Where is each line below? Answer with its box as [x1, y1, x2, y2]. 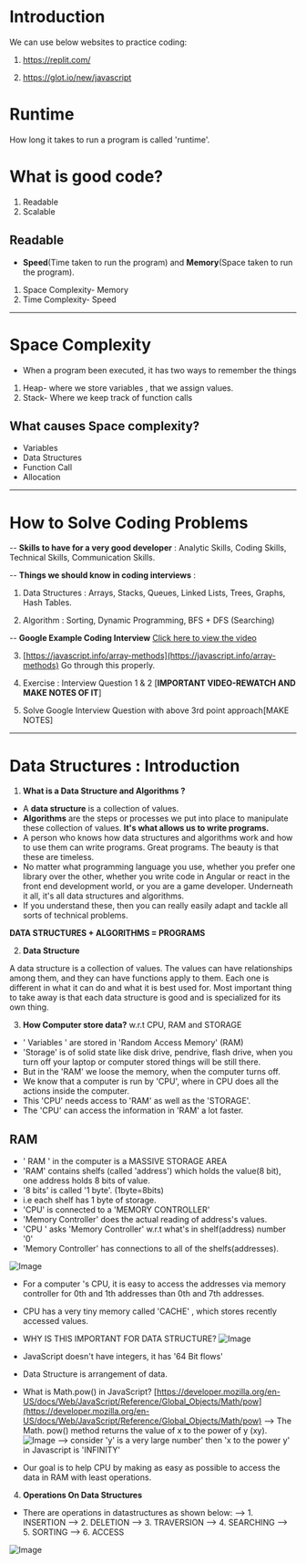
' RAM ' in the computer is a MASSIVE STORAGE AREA [22, 1156, 228, 1167]
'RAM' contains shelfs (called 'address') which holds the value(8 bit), [22, 1166, 281, 1177]
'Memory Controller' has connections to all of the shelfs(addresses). [22, 1244, 280, 1254]
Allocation [22, 472, 61, 483]
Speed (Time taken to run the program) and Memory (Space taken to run [22, 257, 293, 268]
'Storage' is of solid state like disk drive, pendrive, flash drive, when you [22, 1047, 293, 1058]
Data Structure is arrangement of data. [22, 1369, 168, 1380]
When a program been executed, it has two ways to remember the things [22, 364, 297, 375]
